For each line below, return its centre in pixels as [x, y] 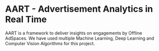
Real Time [26, 19]
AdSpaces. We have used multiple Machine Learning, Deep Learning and [80, 38]
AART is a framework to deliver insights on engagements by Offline [74, 33]
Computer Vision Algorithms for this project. [50, 43]
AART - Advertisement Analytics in [79, 9]
